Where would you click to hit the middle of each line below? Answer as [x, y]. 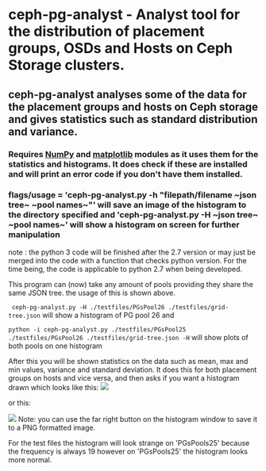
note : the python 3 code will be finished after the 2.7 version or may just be [132, 252]
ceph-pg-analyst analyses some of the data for [128, 94]
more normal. [30, 460]
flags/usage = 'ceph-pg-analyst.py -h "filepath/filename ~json [133, 195]
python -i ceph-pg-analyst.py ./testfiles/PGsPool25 [97, 329]
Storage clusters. [67, 65]
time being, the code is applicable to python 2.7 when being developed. [125, 269]
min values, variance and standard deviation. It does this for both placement [133, 370]
